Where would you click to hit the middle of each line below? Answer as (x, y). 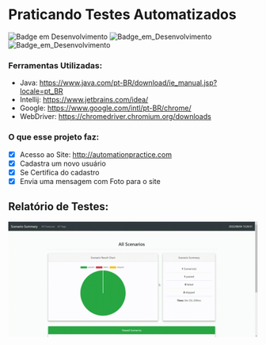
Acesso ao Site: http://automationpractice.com (96, 154)
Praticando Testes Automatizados (122, 15)
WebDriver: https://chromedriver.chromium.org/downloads (115, 117)
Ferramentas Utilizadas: (55, 65)
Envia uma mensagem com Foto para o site (90, 181)
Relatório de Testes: (59, 207)
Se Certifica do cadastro (59, 172)
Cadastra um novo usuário (63, 163)
